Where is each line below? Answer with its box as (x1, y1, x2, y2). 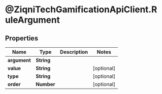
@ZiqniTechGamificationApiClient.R (5, 4, 158, 15)
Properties (5, 34, 38, 42)
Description (60, 49, 88, 55)
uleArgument (5, 14, 60, 26)
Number (35, 81, 56, 88)
